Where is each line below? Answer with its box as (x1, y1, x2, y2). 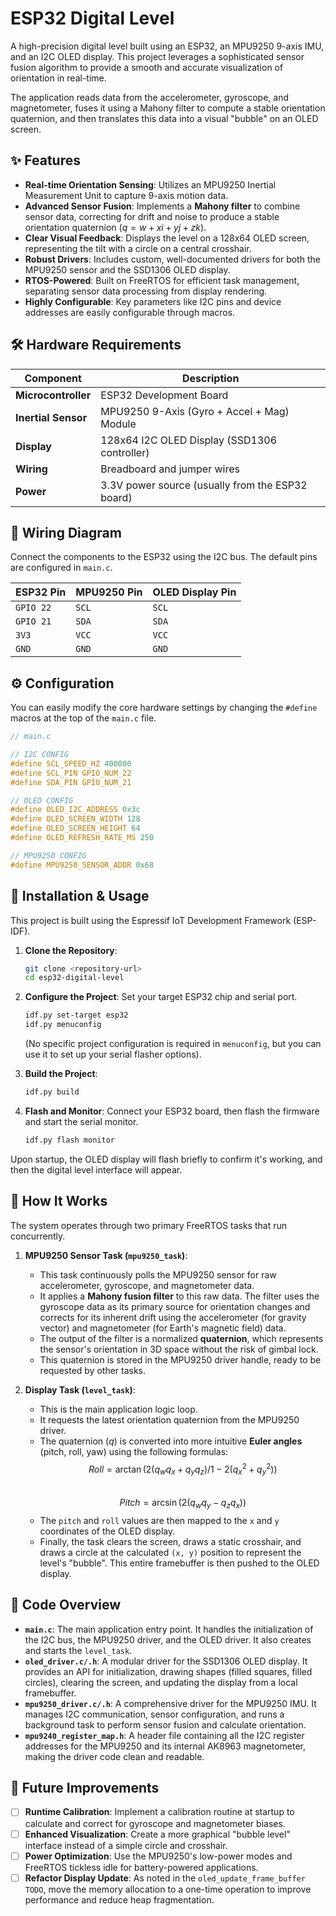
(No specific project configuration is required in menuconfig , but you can (24, 1038, 322, 1049)
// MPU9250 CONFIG (10, 850, 87, 861)
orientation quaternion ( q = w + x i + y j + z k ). (24, 221, 207, 233)
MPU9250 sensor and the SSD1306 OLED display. (24, 263, 231, 276)
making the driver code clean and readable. (24, 1750, 205, 1762)
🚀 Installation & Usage (10, 888, 150, 905)
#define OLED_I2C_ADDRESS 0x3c (10, 805, 141, 815)
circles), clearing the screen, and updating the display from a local (24, 1676, 298, 1688)
